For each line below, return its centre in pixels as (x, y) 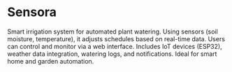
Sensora (32, 12)
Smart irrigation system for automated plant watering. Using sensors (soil (113, 31)
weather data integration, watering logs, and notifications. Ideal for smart (112, 54)
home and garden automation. (51, 61)
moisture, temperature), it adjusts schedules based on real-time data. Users (116, 38)
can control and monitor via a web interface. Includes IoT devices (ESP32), (115, 46)
